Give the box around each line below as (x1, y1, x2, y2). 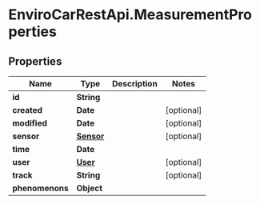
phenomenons (12, 182, 70, 194)
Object (76, 182, 102, 194)
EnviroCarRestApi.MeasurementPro (8, 6, 253, 24)
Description (111, 78, 158, 89)
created (12, 105, 42, 115)
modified (12, 118, 48, 129)
